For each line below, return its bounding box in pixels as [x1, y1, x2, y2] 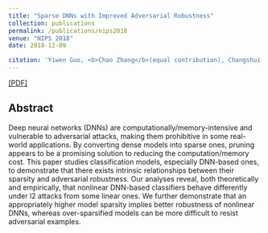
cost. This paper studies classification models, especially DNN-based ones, [8, 157, 259, 166]
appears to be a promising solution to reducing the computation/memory [8, 148, 249, 157]
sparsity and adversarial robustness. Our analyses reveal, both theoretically [8, 174, 259, 183]
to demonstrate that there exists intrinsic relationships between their [8, 166, 235, 175]
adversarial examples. [8, 216, 81, 226]
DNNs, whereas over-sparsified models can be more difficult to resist [8, 208, 239, 218]
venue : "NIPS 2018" [8, 34, 74, 43]
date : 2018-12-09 [8, 42, 67, 50]
